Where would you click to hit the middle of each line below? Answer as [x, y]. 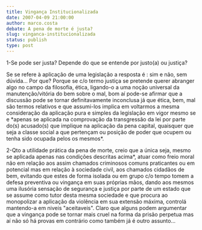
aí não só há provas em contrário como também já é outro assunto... [91, 220]
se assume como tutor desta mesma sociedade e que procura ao [87, 195]
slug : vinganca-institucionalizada [51, 34]
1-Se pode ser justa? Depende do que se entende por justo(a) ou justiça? [97, 62]
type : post [20, 46]
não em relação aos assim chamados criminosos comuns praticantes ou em [100, 163]
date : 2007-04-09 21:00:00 [40, 18]
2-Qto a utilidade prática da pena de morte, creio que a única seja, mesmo [99, 150]
